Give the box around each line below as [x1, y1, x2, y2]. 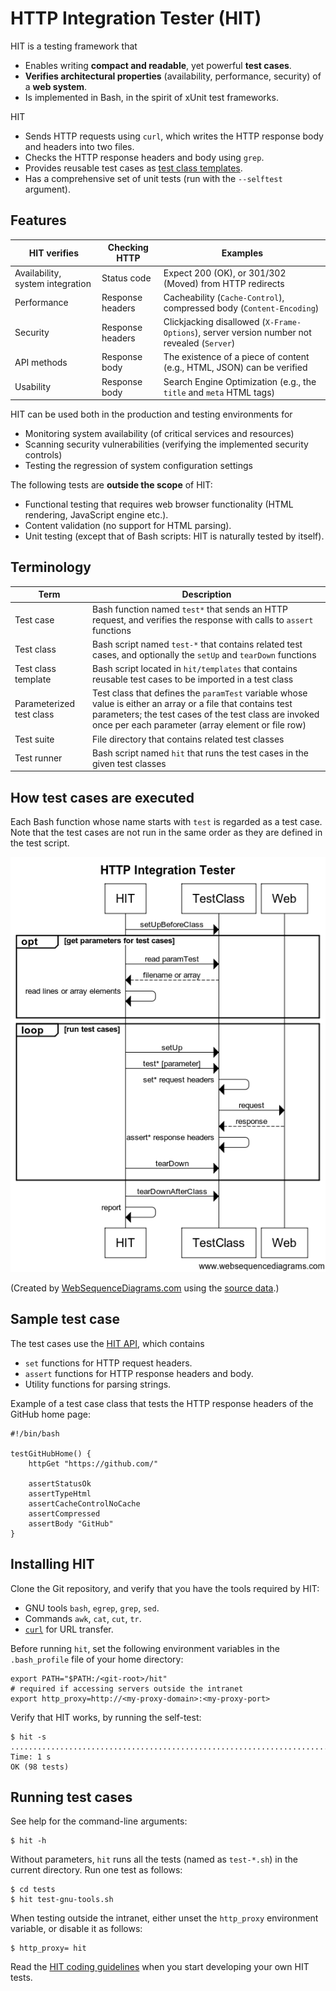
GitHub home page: [10, 1408, 91, 1420]
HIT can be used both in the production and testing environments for [10, 408, 293, 420]
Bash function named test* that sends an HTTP [92, 603, 288, 615]
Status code [101, 272, 152, 284]
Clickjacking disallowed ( [163, 316, 266, 327]
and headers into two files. [24, 140, 135, 152]
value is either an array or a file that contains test [92, 698, 293, 710]
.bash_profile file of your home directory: [10, 1653, 184, 1665]
